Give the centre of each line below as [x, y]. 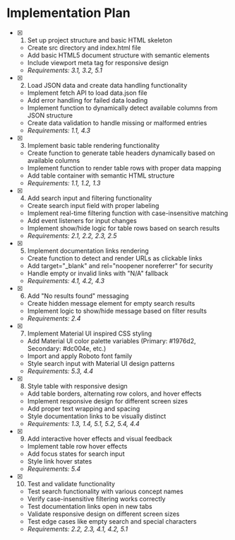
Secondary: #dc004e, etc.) [67, 348]
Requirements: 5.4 [54, 469]
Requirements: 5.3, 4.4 [60, 371]
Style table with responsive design [77, 386]
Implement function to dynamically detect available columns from [122, 108]
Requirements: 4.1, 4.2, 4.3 [66, 280]
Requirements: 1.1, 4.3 [59, 130]
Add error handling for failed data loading [88, 100]
